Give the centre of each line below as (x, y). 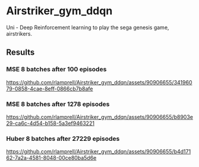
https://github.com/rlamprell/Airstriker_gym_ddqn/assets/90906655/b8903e (99, 116)
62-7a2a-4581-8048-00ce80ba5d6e (51, 158)
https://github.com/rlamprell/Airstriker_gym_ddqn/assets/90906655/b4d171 (99, 152)
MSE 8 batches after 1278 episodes (58, 104)
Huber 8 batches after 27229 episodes (63, 138)
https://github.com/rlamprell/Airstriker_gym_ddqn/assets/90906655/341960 (99, 82)
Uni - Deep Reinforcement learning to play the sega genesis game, (88, 27)
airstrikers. (19, 33)
